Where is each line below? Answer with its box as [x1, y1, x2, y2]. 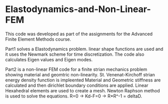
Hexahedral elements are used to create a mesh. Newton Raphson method [5, 87, 160, 93]
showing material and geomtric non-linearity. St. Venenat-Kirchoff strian [5, 71, 155, 77]
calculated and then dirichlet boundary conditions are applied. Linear [5, 82, 149, 88]
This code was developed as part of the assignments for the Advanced [5, 31, 153, 37]
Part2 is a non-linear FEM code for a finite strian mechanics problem [5, 66, 147, 72]
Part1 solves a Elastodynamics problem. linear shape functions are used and [5, 46, 163, 52]
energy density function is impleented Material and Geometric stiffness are [5, 77, 161, 83]
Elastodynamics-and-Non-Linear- [5, 4, 151, 15]
